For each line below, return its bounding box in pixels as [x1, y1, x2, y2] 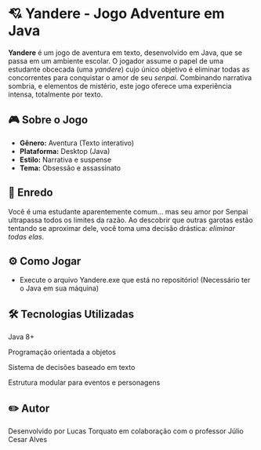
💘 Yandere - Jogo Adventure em [8, 5, 225, 23]
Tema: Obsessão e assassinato [19, 163, 121, 173]
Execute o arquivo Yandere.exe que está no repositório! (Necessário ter [19, 276, 251, 285]
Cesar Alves [8, 435, 48, 444]
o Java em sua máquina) [19, 284, 100, 293]
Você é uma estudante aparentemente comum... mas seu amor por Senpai [8, 207, 248, 216]
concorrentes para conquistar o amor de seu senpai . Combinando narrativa [8, 72, 252, 82]
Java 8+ [8, 332, 35, 342]
